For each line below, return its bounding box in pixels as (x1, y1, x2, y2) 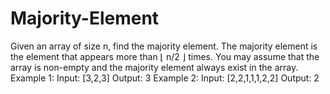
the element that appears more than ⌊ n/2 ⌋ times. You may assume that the (10, 50, 320, 62)
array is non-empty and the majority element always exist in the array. (10, 61, 299, 73)
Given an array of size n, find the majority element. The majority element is (10, 40, 318, 52)
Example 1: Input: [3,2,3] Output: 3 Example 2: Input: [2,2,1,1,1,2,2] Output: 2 (10, 72, 320, 84)
